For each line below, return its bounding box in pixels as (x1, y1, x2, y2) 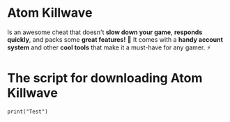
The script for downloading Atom (7, 70, 203, 86)
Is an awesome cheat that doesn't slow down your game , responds (7, 28, 203, 36)
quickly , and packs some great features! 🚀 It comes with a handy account (7, 35, 223, 43)
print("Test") (7, 108, 49, 115)
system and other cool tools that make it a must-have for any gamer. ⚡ (7, 43, 211, 52)
